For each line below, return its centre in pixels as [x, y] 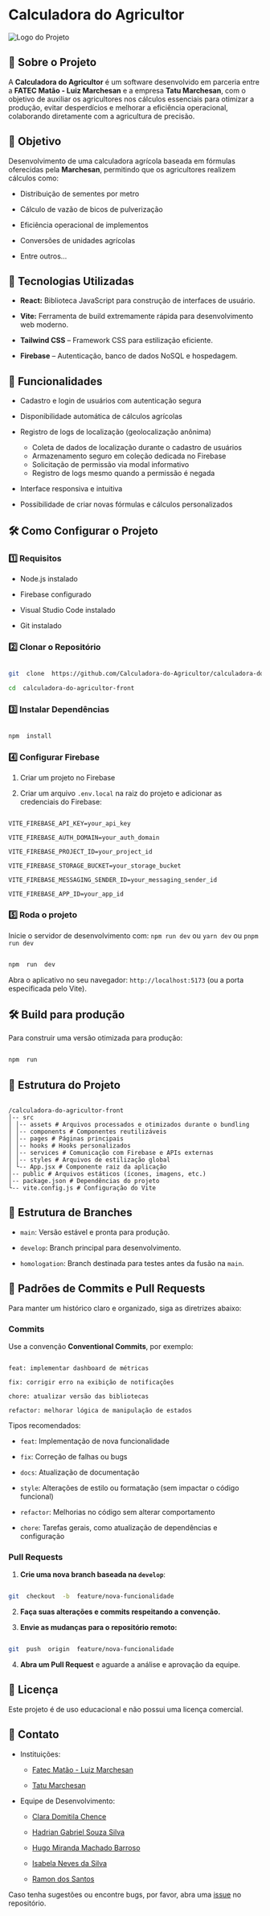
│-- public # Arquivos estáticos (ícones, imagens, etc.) [107, 1174]
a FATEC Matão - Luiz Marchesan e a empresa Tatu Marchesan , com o [127, 90]
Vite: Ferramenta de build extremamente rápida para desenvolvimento [137, 317]
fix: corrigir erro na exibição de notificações [91, 1382]
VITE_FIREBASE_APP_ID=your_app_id [66, 894]
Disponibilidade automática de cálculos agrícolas [101, 416]
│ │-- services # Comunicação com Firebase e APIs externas [111, 1153]
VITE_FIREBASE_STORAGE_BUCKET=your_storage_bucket [95, 866]
